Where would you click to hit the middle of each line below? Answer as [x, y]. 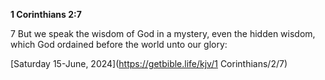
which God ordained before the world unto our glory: [119, 44]
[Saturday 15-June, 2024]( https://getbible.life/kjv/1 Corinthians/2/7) [149, 63]
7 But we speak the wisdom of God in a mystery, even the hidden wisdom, [163, 33]
